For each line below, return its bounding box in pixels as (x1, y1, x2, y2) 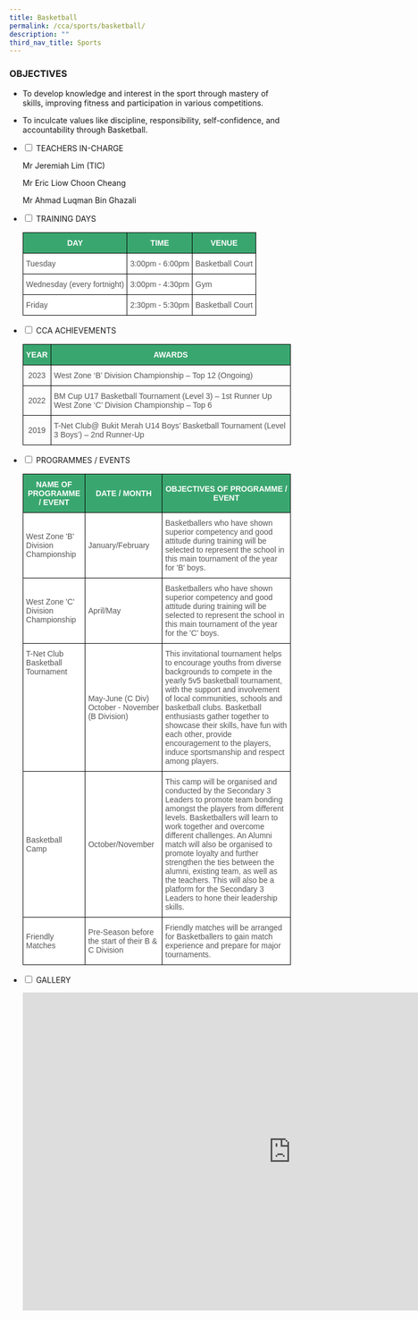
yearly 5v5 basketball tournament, (164, 675, 283, 685)
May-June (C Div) (88, 693, 150, 703)
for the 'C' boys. (164, 628, 220, 638)
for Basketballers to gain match (164, 931, 273, 942)
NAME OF (35, 479, 73, 489)
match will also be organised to (164, 839, 272, 850)
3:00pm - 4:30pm (130, 279, 190, 289)
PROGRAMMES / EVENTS (35, 454, 131, 465)
